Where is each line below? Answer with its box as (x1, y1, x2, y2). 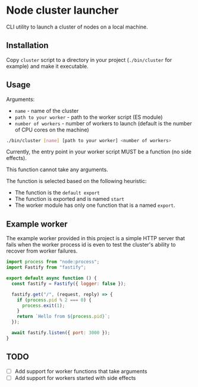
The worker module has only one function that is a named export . (14, 202, 175, 209)
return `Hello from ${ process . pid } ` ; (17, 313, 111, 320)
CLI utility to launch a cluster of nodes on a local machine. (6, 23, 149, 30)
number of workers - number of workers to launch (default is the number (14, 119, 192, 127)
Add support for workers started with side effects (14, 374, 136, 381)
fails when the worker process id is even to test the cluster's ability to (6, 241, 176, 248)
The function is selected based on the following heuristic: (6, 178, 147, 185)
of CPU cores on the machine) (14, 126, 89, 133)
